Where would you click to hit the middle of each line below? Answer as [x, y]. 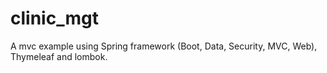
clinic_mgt [54, 18]
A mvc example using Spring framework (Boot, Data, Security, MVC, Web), [164, 46]
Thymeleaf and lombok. [59, 56]
